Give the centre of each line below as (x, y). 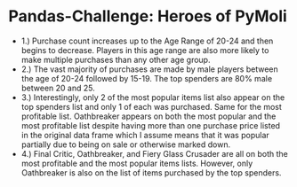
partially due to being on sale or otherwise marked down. (126, 144)
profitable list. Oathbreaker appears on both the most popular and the (148, 116)
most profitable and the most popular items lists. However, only (137, 163)
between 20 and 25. (58, 88)
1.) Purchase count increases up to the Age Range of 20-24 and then (147, 41)
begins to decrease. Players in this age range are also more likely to (145, 50)
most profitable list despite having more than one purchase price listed (151, 125)
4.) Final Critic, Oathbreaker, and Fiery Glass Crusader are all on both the (154, 153)
